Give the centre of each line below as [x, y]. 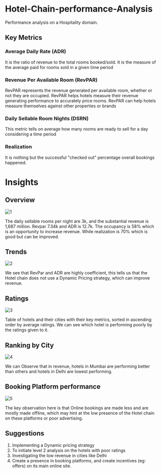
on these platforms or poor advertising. [44, 418]
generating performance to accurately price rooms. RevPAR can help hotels [80, 101]
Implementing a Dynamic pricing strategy [53, 445]
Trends [16, 252]
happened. [16, 162]
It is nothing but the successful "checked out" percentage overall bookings [80, 157]
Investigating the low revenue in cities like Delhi [59, 456]
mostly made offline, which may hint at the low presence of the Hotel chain [80, 413]
